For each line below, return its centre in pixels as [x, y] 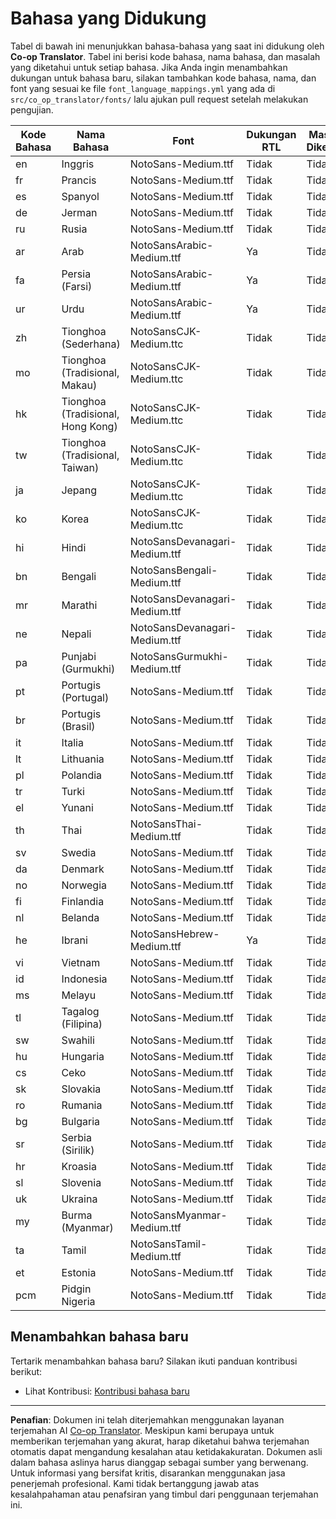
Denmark [83, 869]
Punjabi [79, 656]
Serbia [76, 1137]
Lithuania [83, 759]
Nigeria [78, 1301]
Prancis [79, 180]
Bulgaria [81, 1121]
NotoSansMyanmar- [178, 1215]
